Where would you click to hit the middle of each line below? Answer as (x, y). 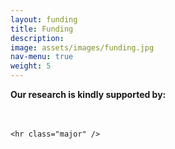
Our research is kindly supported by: (88, 94)
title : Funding (42, 29)
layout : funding (44, 19)
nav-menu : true (42, 57)
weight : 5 (31, 66)
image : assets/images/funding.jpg (82, 47)
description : (37, 38)
